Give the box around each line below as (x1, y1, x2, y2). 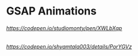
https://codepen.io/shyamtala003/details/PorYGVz (6, 43, 132, 51)
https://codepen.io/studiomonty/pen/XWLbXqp (6, 24, 122, 31)
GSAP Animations (6, 4, 97, 18)
